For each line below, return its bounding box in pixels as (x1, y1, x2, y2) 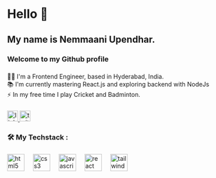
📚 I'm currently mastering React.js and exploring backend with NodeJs (7, 80, 210, 89)
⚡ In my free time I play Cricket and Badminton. (7, 91, 141, 99)
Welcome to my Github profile (7, 54, 109, 64)
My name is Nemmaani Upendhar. (7, 34, 155, 45)
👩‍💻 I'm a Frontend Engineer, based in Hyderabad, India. (7, 72, 164, 81)
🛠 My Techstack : (7, 133, 69, 142)
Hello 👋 (7, 6, 48, 22)
